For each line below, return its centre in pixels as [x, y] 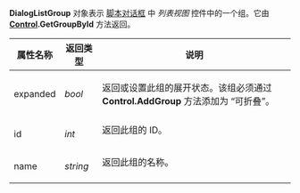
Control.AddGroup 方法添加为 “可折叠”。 [188, 101]
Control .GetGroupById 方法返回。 [72, 24]
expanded [35, 94]
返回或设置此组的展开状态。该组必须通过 [187, 88]
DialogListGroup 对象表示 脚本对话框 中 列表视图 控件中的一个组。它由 [139, 13]
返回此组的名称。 [138, 162]
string [77, 166]
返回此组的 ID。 [135, 130]
